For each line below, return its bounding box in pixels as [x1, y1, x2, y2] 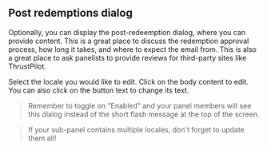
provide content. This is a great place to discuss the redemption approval [8, 36, 249, 45]
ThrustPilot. [8, 61, 46, 71]
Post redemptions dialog [8, 6, 133, 20]
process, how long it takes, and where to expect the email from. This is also [8, 44, 257, 54]
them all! [27, 133, 57, 143]
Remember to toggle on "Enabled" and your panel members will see [27, 101, 252, 110]
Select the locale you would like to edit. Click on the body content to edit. [8, 77, 249, 86]
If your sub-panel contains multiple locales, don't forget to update [27, 124, 245, 134]
